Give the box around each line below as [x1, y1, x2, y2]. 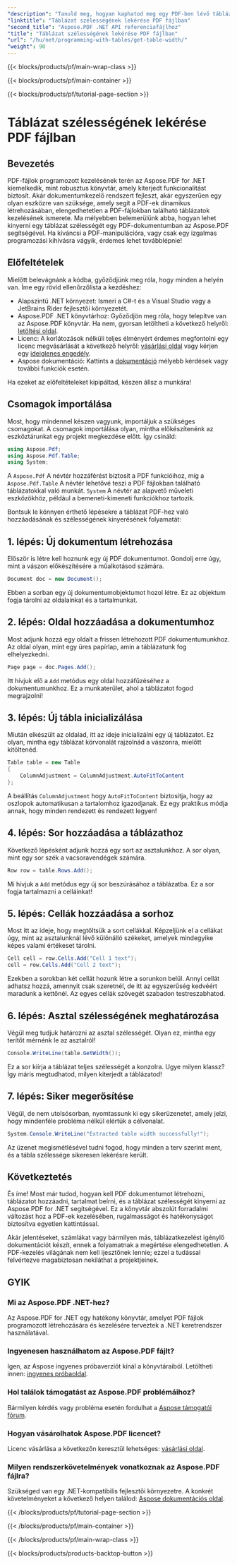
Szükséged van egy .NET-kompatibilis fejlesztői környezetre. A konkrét [7, 1487, 214, 1496]
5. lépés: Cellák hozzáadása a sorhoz [7, 908, 174, 920]
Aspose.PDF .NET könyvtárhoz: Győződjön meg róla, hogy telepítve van [17, 311, 227, 320]
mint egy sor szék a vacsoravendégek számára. [7, 853, 147, 862]
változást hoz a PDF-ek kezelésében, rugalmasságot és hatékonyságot [7, 1212, 214, 1221]
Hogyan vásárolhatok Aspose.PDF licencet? [7, 1428, 162, 1438]
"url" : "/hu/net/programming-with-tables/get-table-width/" [7, 37, 188, 44]
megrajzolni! [7, 691, 44, 699]
